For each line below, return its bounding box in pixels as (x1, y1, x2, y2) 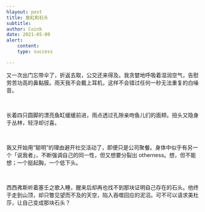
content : (17, 43, 40, 49)
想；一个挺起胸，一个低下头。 (6, 159, 81, 166)
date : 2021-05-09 (6, 32, 51, 38)
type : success (17, 49, 53, 55)
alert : (6, 37, 23, 43)
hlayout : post (6, 9, 43, 15)
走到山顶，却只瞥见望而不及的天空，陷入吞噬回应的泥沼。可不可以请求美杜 (11, 191, 199, 199)
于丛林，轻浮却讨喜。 (6, 119, 60, 126)
